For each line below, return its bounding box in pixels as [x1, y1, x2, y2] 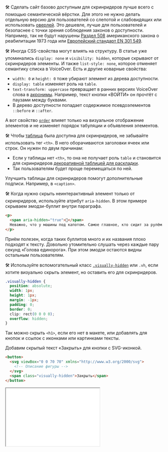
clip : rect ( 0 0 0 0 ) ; [9, 312, 55, 317]
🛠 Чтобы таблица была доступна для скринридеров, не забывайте [5, 132, 148, 138]
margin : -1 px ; [9, 297, 39, 303]
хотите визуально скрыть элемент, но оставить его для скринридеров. [5, 269, 157, 275]
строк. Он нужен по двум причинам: [5, 145, 83, 151]
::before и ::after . [12, 107, 53, 113]
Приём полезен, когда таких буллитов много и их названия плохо [5, 236, 146, 242]
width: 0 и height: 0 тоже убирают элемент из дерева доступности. [12, 76, 159, 81]
